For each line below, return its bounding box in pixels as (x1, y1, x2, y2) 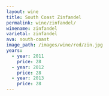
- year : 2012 (11, 64, 44, 70)
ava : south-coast (6, 36, 50, 42)
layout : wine (6, 8, 39, 15)
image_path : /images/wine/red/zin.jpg (6, 42, 103, 48)
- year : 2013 (11, 75, 44, 81)
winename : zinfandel (6, 25, 58, 32)
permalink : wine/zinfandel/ (6, 20, 77, 26)
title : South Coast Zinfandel (6, 14, 82, 20)
